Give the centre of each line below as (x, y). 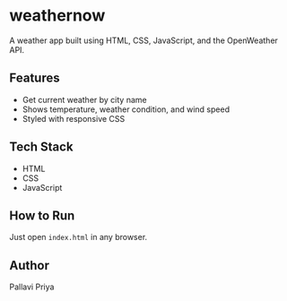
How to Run (42, 215)
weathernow (57, 16)
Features (35, 78)
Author (29, 265)
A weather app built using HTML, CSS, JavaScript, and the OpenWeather (143, 40)
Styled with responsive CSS (74, 118)
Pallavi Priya (32, 287)
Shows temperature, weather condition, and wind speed (126, 109)
